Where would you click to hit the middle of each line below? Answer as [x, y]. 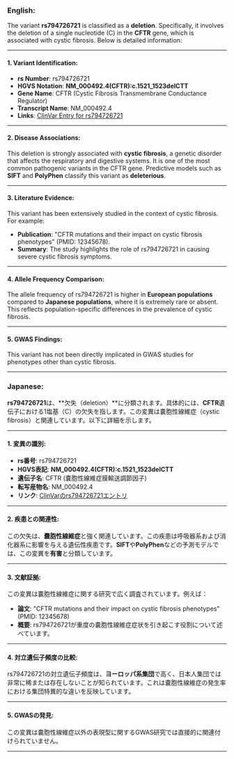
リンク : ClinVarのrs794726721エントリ [72, 495]
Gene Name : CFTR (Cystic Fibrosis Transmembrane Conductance [112, 93]
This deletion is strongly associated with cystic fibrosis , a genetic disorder [115, 153]
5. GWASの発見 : [31, 715]
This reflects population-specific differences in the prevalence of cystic [110, 309]
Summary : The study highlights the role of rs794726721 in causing [114, 249]
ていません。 [44, 741]
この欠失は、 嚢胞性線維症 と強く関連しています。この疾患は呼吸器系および [114, 536]
